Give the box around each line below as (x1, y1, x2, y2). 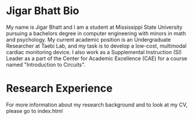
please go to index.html (6, 107, 63, 114)
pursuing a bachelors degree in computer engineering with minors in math (6, 29, 187, 36)
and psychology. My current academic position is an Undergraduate (6, 36, 171, 43)
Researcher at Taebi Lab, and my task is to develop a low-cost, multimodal (6, 42, 187, 49)
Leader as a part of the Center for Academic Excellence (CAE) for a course (6, 55, 187, 62)
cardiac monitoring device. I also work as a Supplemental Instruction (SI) (6, 48, 182, 55)
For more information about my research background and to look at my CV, (6, 101, 188, 108)
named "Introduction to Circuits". (6, 61, 86, 68)
